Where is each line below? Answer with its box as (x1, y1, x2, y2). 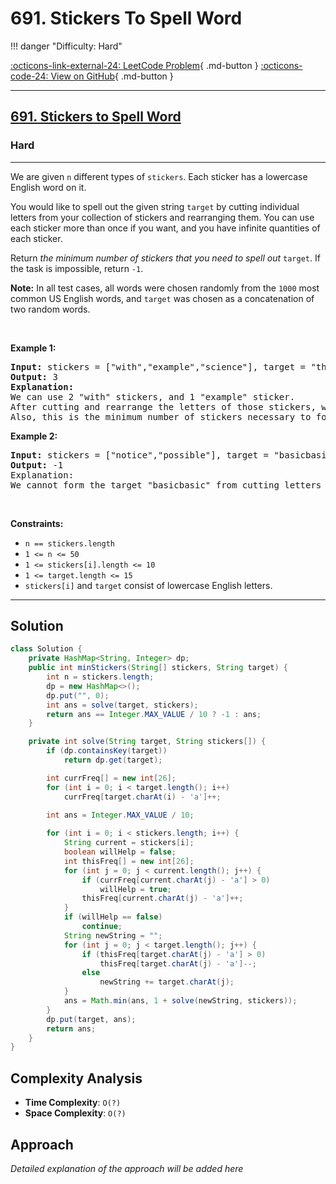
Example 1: (10, 342, 57, 354)
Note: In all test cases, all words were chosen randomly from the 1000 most (10, 282, 320, 294)
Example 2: (10, 430, 58, 442)
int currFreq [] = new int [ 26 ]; (46, 773, 177, 783)
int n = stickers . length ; (46, 672, 155, 682)
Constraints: (10, 517, 64, 529)
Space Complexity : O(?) (24, 1107, 127, 1119)
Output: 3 (10, 371, 58, 382)
